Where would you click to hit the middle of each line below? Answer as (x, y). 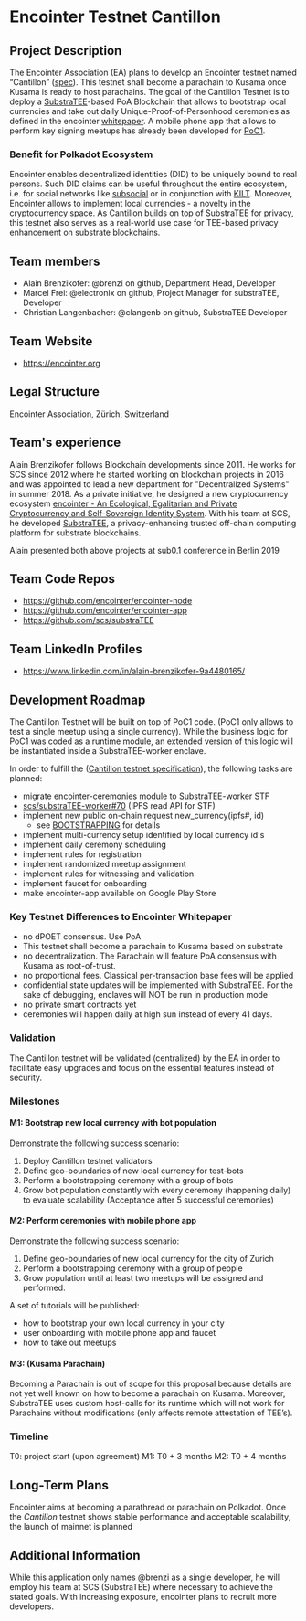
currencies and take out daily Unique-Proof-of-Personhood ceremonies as (150, 111)
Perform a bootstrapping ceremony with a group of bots (128, 1180)
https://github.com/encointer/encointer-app (105, 610)
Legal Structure (55, 392)
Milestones (35, 1101)
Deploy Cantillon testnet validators (87, 1160)
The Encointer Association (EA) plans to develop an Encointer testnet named (153, 72)
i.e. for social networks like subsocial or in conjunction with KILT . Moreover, (151, 194)
